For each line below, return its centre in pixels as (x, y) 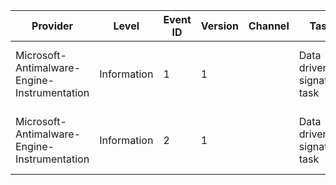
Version (219, 26)
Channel (269, 26)
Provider (52, 26)
